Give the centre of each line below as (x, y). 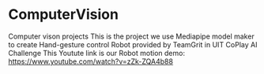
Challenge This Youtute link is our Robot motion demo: (97, 53)
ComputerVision (63, 15)
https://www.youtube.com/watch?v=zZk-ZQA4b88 (91, 61)
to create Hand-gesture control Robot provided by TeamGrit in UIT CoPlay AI (133, 44)
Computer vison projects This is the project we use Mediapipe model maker (131, 36)
